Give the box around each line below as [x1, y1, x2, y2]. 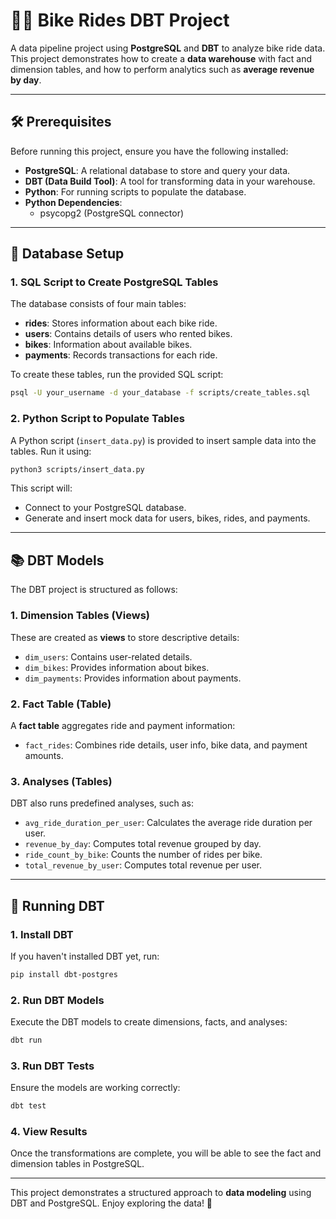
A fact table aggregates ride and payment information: [10, 719, 236, 731]
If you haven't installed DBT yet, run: [10, 950, 160, 962]
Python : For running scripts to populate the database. [24, 185, 247, 198]
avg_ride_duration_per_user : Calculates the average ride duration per [24, 817, 313, 829]
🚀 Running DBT [10, 897, 105, 914]
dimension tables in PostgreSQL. [10, 1158, 145, 1170]
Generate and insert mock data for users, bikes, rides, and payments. [24, 512, 311, 524]
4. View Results [10, 1125, 88, 1139]
